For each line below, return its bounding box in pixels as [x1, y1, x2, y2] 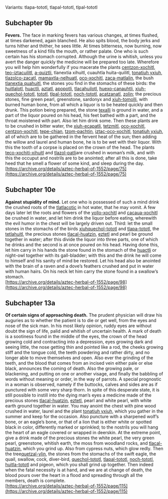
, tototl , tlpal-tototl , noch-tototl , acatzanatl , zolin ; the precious [34, 90, 161, 97]
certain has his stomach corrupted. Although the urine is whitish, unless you [5, 53, 162, 59]
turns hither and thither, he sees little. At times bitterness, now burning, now [5, 43, 162, 49]
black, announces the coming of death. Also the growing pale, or [5, 365, 139, 371]
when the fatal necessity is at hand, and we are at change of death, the [5, 467, 152, 473]
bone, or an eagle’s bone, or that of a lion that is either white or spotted [5, 419, 152, 425]
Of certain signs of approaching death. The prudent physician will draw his [5, 312, 162, 318]
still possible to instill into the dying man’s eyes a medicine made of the [5, 392, 152, 398]
